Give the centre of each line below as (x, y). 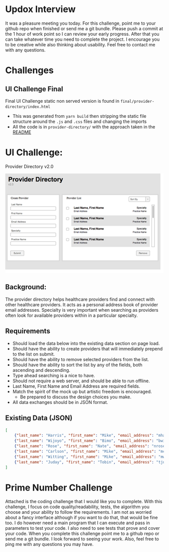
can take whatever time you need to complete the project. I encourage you (82, 39)
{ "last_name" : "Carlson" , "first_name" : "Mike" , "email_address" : (85, 452)
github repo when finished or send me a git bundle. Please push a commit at (84, 28)
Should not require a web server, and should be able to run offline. (81, 381)
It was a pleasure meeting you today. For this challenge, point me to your (80, 23)
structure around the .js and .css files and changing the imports (79, 121)
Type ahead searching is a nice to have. (54, 375)
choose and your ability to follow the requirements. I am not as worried (78, 512)
